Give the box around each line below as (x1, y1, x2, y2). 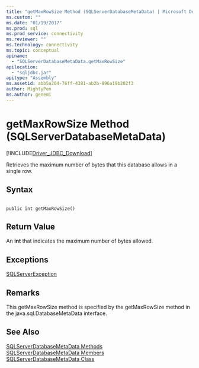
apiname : (6, 53, 28, 59)
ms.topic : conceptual (6, 48, 60, 54)
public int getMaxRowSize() (6, 206, 76, 212)
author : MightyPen (6, 86, 52, 92)
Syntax (6, 185, 33, 195)
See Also (6, 327, 40, 337)
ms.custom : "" (6, 14, 41, 20)
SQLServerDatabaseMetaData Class (6, 355, 95, 363)
